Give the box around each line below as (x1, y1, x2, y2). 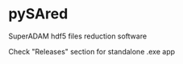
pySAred (8, 5, 69, 23)
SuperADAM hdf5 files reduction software (8, 31, 148, 41)
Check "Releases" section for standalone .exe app (8, 46, 176, 56)
